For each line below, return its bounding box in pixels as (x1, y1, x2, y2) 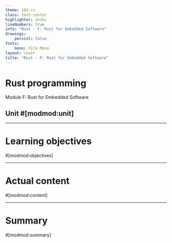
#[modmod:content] (5, 192, 48, 198)
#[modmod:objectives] (5, 152, 54, 159)
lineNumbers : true (5, 22, 45, 27)
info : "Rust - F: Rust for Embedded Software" (5, 27, 106, 32)
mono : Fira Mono (14, 46, 50, 51)
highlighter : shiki (5, 17, 47, 22)
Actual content (5, 175, 70, 187)
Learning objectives (5, 135, 92, 147)
